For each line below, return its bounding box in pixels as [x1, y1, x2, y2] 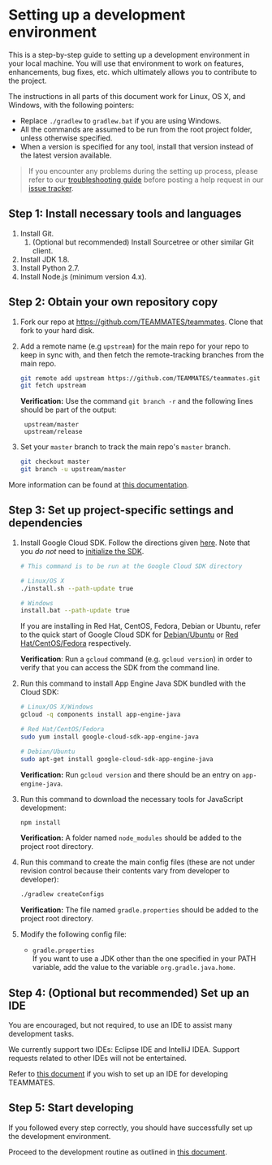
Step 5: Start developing [8, 1101, 134, 1115]
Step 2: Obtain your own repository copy [8, 295, 218, 310]
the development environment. [8, 1131, 111, 1141]
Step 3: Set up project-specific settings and [8, 504, 234, 518]
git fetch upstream [19, 382, 87, 390]
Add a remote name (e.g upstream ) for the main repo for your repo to [19, 341, 249, 351]
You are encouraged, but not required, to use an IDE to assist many [8, 1020, 233, 1030]
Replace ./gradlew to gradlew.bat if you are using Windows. [19, 115, 222, 125]
